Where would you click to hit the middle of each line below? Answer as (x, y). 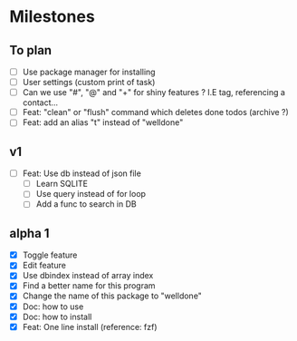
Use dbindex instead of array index (88, 276)
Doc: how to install (57, 317)
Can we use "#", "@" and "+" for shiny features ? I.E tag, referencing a (153, 93)
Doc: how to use (53, 307)
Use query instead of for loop (91, 194)
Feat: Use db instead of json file (82, 173)
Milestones (52, 17)
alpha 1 (29, 233)
